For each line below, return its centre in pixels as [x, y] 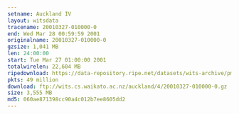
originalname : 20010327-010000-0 [57, 40]
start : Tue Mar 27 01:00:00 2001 [57, 60]
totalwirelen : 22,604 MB [44, 67]
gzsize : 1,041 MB [33, 47]
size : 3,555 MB [30, 93]
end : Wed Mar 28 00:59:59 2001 [54, 34]
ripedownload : [28, 73]
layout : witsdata [33, 21]
